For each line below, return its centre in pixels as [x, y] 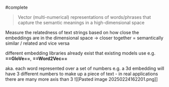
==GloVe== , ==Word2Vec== [36, 59]
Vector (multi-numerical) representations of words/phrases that [84, 17]
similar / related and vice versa [37, 43]
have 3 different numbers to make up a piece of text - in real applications [82, 74]
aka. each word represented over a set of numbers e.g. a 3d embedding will [85, 68]
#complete [17, 7]
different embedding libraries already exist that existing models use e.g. [80, 53]
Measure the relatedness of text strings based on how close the [72, 32]
